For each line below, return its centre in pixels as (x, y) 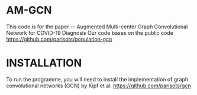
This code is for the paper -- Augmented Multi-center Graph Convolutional (97, 27)
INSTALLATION (44, 63)
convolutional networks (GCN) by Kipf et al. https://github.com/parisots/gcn (98, 86)
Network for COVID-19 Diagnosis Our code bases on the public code (90, 32)
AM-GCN (29, 10)
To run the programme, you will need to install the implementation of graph (97, 79)
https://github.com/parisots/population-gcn (59, 39)
